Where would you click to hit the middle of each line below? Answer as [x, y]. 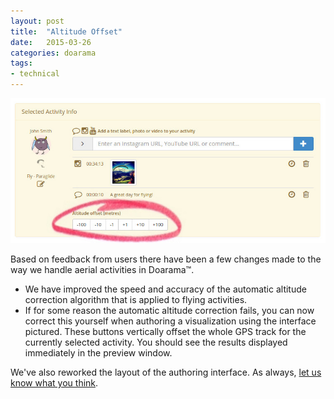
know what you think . [54, 382]
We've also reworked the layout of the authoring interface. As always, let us [166, 372]
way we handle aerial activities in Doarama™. [102, 269]
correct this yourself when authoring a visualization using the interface [170, 321]
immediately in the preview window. [98, 352]
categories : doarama [53, 53]
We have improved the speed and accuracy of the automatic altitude [165, 289]
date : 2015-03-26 [51, 42]
